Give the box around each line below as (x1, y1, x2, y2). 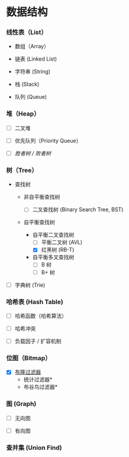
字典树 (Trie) (14, 281, 46, 289)
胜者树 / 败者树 (14, 149, 51, 156)
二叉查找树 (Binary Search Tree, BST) (32, 206, 124, 213)
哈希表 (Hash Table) (6, 298, 63, 306)
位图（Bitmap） (6, 354, 51, 362)
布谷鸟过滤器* (23, 383, 58, 390)
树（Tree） (6, 166, 38, 174)
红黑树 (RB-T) (41, 246, 75, 253)
